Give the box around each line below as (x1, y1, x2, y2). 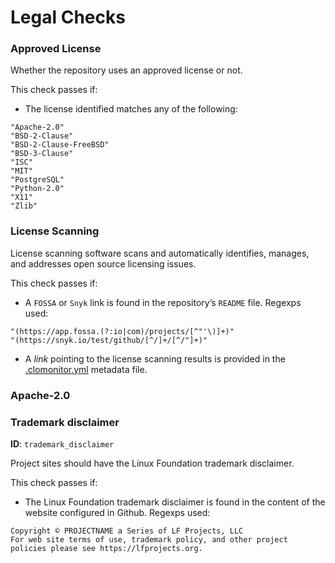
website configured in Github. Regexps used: (24, 507, 211, 518)
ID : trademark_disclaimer (10, 438, 115, 450)
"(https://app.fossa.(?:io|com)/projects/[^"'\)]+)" (10, 326, 235, 336)
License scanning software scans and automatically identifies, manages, (10, 247, 310, 259)
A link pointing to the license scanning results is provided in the (24, 352, 286, 365)
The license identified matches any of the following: (24, 103, 238, 115)
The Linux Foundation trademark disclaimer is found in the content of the (24, 496, 326, 508)
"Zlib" (10, 201, 38, 211)
